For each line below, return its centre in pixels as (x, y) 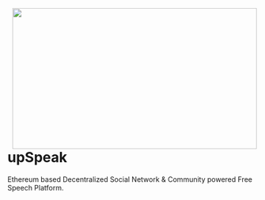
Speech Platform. (36, 187)
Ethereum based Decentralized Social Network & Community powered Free (130, 179)
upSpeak (38, 157)
